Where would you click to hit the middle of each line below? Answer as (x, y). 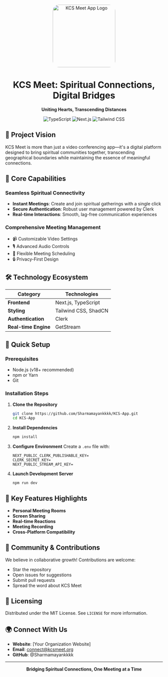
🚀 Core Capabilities (36, 179)
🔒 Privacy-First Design (35, 259)
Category (29, 294)
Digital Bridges (84, 95)
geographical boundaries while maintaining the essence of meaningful (78, 157)
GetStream (68, 327)
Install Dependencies (35, 428)
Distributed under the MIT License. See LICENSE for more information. (76, 613)
